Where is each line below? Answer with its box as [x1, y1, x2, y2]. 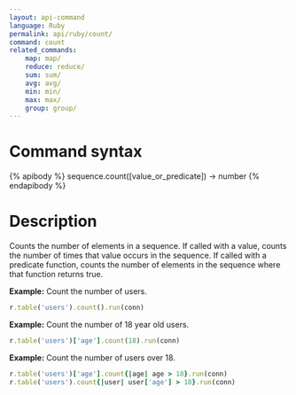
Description [9, 212, 97, 231]
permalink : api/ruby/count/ [9, 29, 113, 38]
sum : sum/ [25, 71, 62, 80]
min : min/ [25, 87, 62, 96]
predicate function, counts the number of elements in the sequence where [9, 259, 281, 270]
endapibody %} [9, 181, 66, 191]
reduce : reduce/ [25, 63, 86, 72]
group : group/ [25, 104, 77, 112]
